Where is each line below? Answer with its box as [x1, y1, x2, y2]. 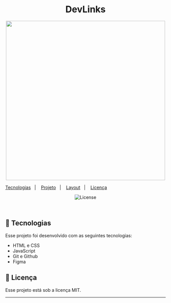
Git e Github [12, 253, 38, 259]
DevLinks [65, 4, 106, 15]
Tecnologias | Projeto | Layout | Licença [5, 184, 107, 190]
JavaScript [12, 247, 36, 254]
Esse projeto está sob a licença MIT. [5, 287, 81, 293]
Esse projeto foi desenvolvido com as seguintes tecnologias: [5, 232, 132, 238]
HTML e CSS [12, 242, 40, 248]
